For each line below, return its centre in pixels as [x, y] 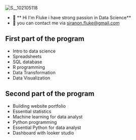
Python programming [35, 122]
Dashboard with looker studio [43, 133]
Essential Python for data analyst [47, 127]
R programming [29, 67]
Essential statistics [32, 111]
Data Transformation [34, 72]
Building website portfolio [39, 106]
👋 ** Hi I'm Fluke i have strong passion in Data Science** [72, 17]
